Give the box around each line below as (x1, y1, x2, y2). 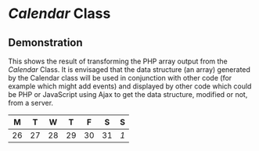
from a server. (8, 99, 53, 107)
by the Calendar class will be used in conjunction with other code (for (8, 74, 232, 82)
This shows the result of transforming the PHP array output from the (8, 56, 228, 66)
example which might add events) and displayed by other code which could (8, 81, 252, 91)
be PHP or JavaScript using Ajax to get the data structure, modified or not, (8, 90, 248, 99)
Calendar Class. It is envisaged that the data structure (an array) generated (8, 65, 250, 74)
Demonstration (8, 36, 84, 49)
